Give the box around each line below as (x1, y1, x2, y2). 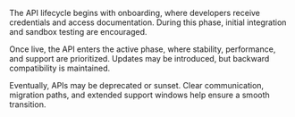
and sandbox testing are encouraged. (9, 27, 147, 37)
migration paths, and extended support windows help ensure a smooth (9, 89, 270, 100)
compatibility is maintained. (9, 63, 111, 73)
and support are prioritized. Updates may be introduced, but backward (9, 54, 270, 63)
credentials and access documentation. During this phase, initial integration (9, 17, 287, 28)
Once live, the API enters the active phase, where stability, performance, (9, 44, 276, 54)
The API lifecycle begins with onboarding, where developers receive (9, 8, 261, 18)
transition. (9, 99, 46, 110)
